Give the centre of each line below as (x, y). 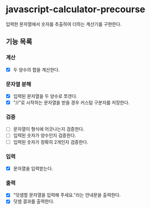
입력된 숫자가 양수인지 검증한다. (44, 136)
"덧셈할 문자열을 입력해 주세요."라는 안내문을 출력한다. (67, 195)
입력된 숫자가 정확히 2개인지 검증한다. (51, 142)
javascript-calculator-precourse (76, 9)
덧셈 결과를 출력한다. (34, 201)
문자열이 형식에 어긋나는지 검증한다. (49, 129)
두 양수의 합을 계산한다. (36, 69)
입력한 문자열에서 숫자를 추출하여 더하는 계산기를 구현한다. (64, 24)
